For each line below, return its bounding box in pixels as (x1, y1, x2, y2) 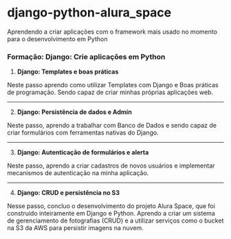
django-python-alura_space (7, 5, 172, 21)
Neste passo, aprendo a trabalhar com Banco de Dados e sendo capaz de (7, 122, 217, 130)
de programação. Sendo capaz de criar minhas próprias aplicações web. (7, 88, 213, 97)
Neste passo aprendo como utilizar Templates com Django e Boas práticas (7, 81, 219, 89)
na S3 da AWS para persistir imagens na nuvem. (7, 224, 144, 232)
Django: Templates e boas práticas (16, 67, 119, 76)
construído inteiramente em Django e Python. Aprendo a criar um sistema (7, 209, 215, 218)
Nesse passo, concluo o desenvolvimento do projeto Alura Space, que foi (7, 202, 215, 210)
